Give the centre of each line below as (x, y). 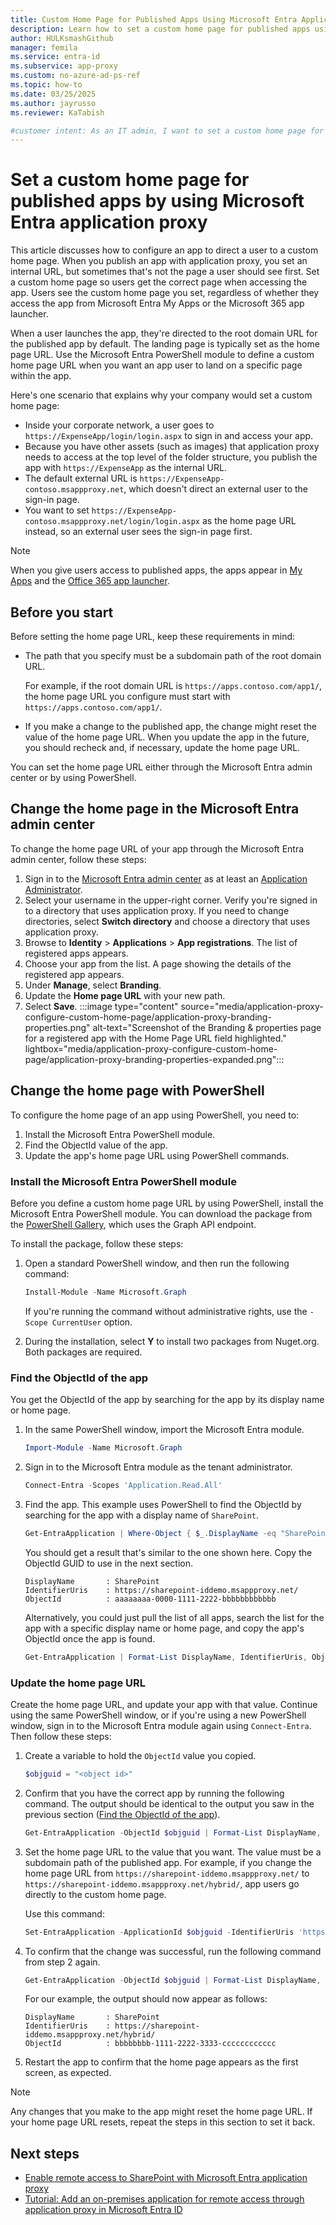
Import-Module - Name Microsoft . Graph (103, 1448)
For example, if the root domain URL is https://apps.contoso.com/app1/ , (173, 685)
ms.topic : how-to (46, 85)
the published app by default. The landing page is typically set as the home (165, 344)
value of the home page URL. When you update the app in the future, (167, 737)
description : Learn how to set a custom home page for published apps (160, 29)
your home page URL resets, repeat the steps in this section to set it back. (163, 2122)
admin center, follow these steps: (78, 859)
